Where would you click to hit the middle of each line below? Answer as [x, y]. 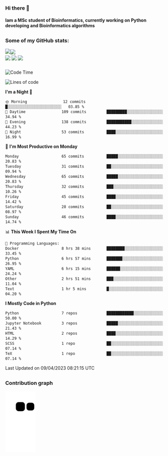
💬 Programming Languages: [32, 244]
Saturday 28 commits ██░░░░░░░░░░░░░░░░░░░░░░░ [84, 207]
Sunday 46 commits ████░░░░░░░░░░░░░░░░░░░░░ [84, 217]
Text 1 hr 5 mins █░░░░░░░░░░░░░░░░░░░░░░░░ [84, 289]
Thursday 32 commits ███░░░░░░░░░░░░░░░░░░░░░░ [84, 187]
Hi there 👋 [18, 8]
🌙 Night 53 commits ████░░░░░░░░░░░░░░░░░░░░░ [84, 132]
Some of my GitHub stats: [37, 40]
